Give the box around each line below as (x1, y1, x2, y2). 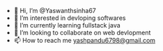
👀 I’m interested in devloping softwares (13, 14, 126, 22)
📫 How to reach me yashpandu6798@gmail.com (13, 37, 155, 44)
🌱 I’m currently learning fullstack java (13, 21, 121, 29)
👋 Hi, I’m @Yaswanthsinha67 (13, 7, 96, 14)
